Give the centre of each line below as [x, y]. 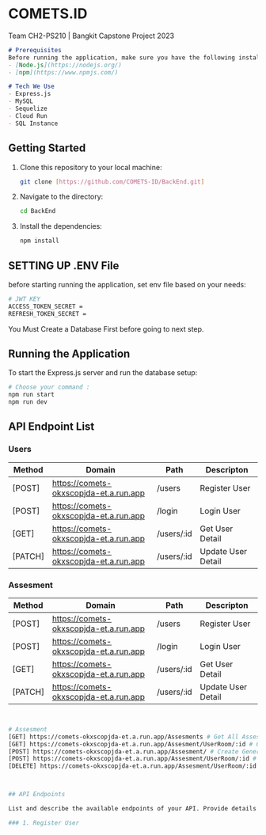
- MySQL [21, 101]
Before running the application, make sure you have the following [122, 57]
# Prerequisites [35, 50]
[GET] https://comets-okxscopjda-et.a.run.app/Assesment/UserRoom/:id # [131, 744]
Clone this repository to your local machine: [91, 167]
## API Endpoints [37, 795]
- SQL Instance [33, 123]
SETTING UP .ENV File [64, 266]
